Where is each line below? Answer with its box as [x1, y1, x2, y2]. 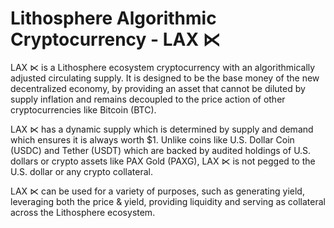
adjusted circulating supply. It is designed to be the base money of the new [10, 72, 320, 84]
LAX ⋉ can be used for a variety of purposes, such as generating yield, [10, 185, 305, 197]
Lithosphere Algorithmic [10, 7, 217, 30]
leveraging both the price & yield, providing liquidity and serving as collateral [10, 195, 326, 207]
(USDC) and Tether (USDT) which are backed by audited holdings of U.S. [10, 144, 312, 156]
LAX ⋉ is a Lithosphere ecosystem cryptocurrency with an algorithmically [10, 61, 316, 73]
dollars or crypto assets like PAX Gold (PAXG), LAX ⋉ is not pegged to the [10, 155, 316, 167]
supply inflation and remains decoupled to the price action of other [10, 93, 286, 105]
